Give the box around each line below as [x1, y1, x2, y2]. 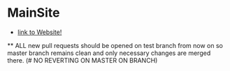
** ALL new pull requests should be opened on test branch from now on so [7, 41, 224, 49]
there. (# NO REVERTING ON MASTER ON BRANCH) [7, 56, 158, 64]
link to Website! [17, 28, 62, 36]
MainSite [7, 5, 60, 21]
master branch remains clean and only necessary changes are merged [7, 49, 211, 57]
